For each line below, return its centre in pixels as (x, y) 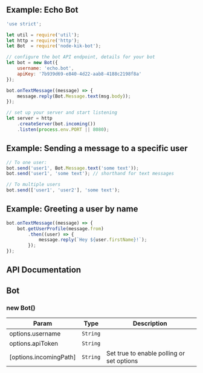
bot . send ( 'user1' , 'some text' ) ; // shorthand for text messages (90, 174)
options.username (35, 334)
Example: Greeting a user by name (72, 209)
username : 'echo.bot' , (46, 68)
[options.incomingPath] (43, 357)
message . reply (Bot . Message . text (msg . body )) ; (74, 96)
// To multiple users (34, 185)
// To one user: (27, 162)
